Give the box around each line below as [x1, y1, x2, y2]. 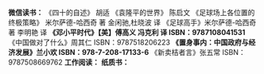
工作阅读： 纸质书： [64, 57, 130, 67]
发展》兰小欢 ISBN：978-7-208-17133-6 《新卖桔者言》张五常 [14, 48, 221, 56]
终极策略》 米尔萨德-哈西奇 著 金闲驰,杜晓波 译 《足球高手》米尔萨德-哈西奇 [8, 18, 257, 27]
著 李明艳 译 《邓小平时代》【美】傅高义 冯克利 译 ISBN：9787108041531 [8, 28, 246, 37]
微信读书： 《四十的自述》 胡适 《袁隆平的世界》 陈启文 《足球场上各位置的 [8, 8, 255, 17]
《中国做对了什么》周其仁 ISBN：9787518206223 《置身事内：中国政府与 [8, 37, 249, 47]
